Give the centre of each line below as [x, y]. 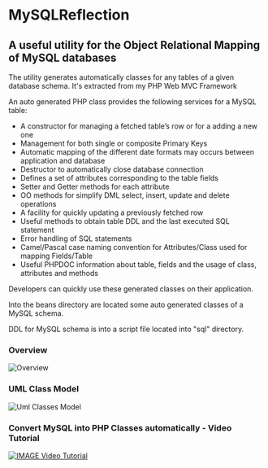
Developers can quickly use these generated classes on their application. [131, 289]
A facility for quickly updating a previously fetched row [112, 212]
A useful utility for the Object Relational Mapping [134, 45]
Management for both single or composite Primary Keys [114, 143]
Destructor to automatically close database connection [112, 169]
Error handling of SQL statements [76, 238]
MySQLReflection [69, 15]
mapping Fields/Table [56, 256]
